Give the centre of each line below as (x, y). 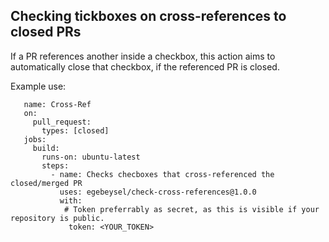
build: (46, 148)
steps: (55, 165)
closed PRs (46, 32)
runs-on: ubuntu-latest (91, 157)
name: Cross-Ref (57, 104)
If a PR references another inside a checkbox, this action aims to (143, 56)
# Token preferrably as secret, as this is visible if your (191, 209)
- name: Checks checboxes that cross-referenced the (162, 174)
